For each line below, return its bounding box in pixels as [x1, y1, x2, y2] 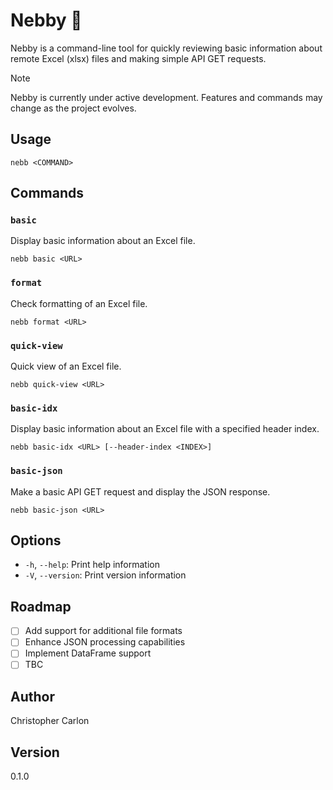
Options [10, 532, 62, 549]
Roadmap [10, 598, 72, 615]
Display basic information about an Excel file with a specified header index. [10, 423, 320, 435]
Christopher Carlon [10, 715, 90, 727]
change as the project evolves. [10, 102, 137, 114]
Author [10, 688, 55, 705]
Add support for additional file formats [24, 625, 183, 637]
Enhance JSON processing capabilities [24, 636, 186, 648]
